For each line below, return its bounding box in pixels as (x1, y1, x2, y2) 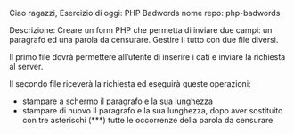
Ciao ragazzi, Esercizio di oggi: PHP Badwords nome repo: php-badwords (9, 8, 281, 18)
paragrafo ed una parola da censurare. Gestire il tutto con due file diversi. (9, 35, 279, 45)
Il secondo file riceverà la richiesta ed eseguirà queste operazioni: (9, 79, 251, 88)
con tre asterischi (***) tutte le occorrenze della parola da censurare (21, 115, 274, 125)
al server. (9, 62, 44, 71)
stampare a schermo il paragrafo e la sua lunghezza (21, 96, 214, 106)
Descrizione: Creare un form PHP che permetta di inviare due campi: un (9, 25, 273, 35)
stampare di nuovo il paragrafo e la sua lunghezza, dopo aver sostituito (21, 105, 283, 115)
